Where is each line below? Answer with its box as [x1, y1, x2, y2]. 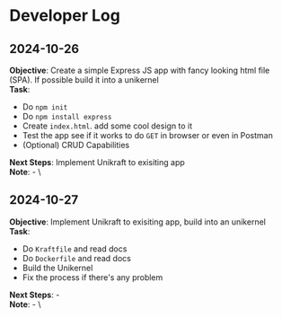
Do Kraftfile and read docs [22, 243, 128, 254]
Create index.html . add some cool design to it [22, 120, 193, 131]
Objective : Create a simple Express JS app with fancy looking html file [9, 65, 270, 75]
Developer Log [9, 5, 121, 26]
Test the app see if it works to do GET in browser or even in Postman [22, 130, 274, 140]
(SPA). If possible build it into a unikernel [9, 75, 159, 85]
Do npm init [22, 101, 68, 112]
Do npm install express [22, 111, 112, 121]
